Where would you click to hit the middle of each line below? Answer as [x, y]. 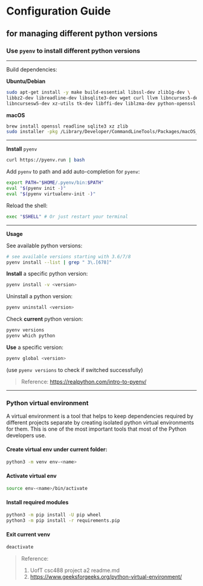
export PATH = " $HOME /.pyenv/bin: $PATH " [55, 183]
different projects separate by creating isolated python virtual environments [100, 423]
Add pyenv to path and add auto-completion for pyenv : [73, 172]
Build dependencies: [32, 69]
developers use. [26, 435]
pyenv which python [31, 336]
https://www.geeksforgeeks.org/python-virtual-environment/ [106, 577]
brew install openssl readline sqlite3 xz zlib [67, 126]
